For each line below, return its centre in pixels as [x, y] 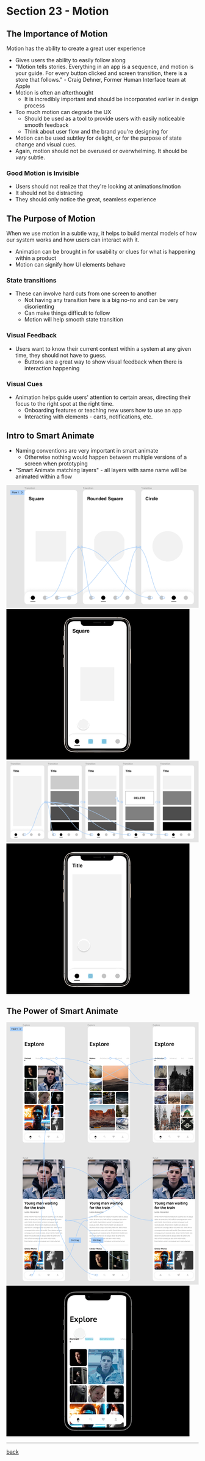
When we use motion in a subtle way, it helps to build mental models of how [102, 234]
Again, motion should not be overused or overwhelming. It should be [101, 151]
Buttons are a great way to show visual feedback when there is [103, 362]
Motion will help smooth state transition [74, 320]
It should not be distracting [49, 193]
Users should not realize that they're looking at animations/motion [98, 187]
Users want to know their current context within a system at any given [103, 348]
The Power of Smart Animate [62, 1011]
